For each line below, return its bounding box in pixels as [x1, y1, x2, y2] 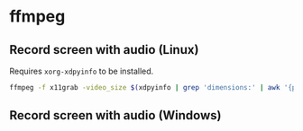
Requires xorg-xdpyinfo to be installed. [9, 65, 154, 76]
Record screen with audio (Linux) [9, 42, 199, 57]
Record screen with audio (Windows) [9, 108, 222, 123]
